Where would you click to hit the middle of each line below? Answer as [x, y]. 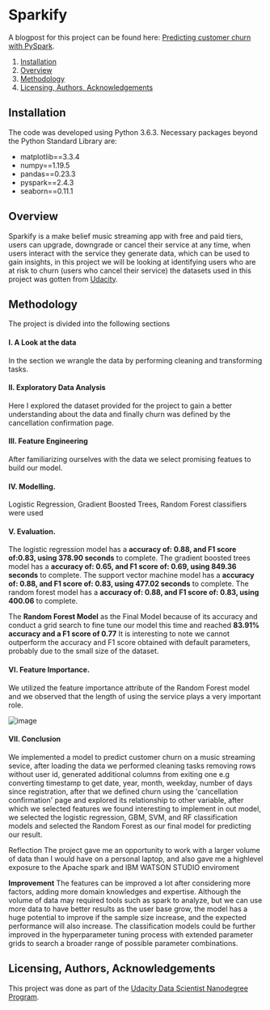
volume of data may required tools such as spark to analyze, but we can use [135, 900]
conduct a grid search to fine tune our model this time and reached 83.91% [134, 626]
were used [26, 513]
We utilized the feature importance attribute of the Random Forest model [129, 687]
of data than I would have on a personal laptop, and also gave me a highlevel [136, 859]
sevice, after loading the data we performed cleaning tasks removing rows [132, 766]
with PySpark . [32, 45]
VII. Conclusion [35, 739]
